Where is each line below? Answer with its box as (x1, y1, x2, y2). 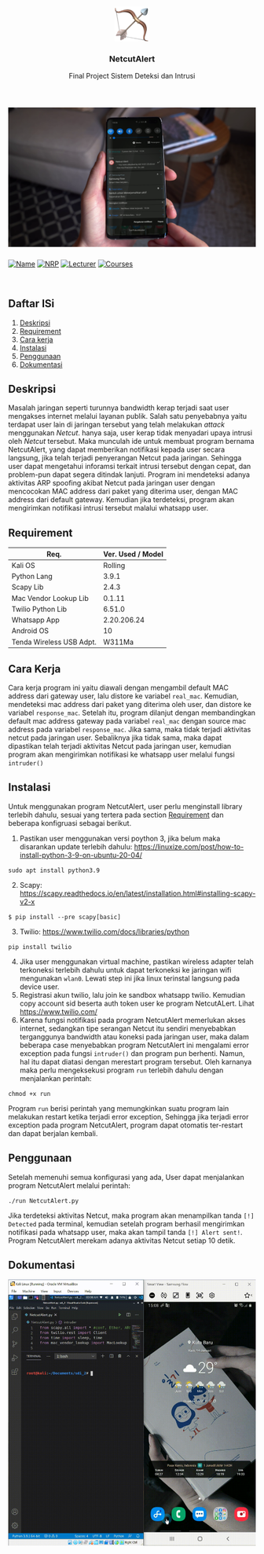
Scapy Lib (11, 582, 44, 592)
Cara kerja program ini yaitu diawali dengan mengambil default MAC (8, 683, 229, 692)
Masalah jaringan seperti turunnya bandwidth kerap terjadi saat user (8, 403, 229, 412)
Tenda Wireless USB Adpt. (11, 637, 97, 647)
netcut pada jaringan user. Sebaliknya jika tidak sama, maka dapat (8, 733, 222, 742)
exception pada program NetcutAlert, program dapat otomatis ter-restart (8, 1120, 244, 1130)
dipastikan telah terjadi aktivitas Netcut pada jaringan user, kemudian (8, 741, 232, 750)
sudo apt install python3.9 (8, 867, 101, 874)
